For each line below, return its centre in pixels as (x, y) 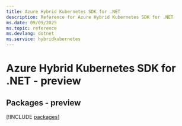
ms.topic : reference (32, 28)
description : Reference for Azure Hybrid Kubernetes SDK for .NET (90, 17)
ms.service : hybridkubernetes (44, 39)
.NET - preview (44, 81)
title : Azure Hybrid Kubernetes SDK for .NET (63, 12)
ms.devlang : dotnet (30, 34)
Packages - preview (44, 103)
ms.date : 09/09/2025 (32, 22)
